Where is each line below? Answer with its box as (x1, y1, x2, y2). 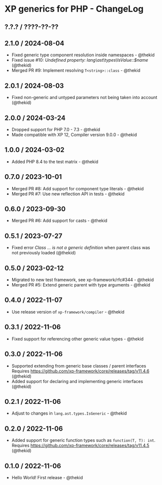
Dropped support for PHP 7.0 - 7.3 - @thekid (11, 127, 100, 133)
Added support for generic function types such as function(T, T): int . (11, 437, 156, 443)
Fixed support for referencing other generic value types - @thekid (11, 336, 144, 342)
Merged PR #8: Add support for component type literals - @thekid (11, 185, 144, 191)
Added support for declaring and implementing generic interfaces (11, 378, 144, 384)
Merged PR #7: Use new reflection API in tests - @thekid (11, 191, 125, 197)
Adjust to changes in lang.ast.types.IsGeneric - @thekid (11, 410, 127, 416)
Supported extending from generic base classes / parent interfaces (11, 363, 146, 368)
